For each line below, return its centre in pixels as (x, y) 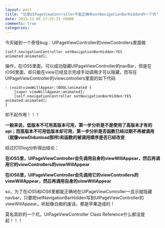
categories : (17, 28)
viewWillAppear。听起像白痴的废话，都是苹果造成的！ (60, 204)
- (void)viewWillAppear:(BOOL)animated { (48, 88)
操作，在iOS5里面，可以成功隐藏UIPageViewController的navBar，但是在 (79, 66)
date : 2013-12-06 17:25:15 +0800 (40, 19)
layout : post (19, 10)
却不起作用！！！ (22, 115)
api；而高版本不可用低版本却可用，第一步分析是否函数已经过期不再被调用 (80, 131)
